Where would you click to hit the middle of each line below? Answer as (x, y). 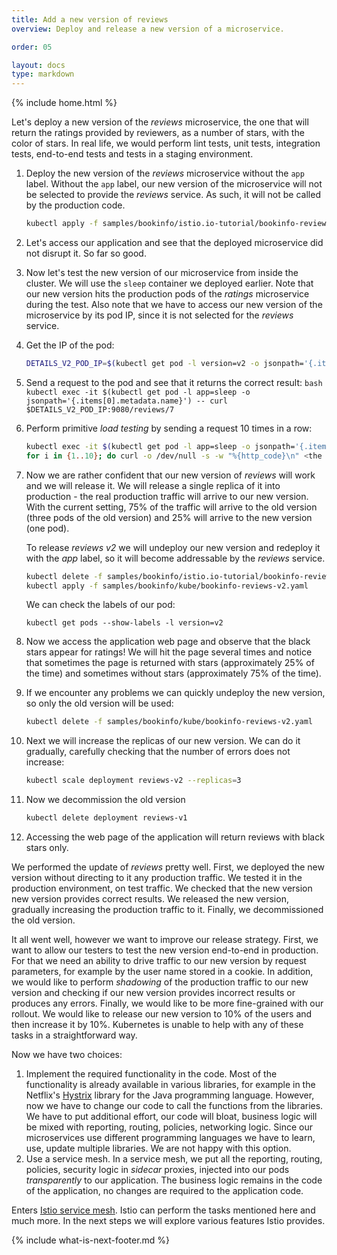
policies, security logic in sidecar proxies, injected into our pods (157, 1169)
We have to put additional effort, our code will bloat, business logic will (171, 1116)
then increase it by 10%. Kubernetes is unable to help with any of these (157, 1024)
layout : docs (38, 65)
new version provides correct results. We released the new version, (150, 899)
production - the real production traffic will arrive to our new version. (167, 496)
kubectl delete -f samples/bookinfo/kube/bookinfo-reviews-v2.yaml (169, 722)
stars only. (47, 847)
